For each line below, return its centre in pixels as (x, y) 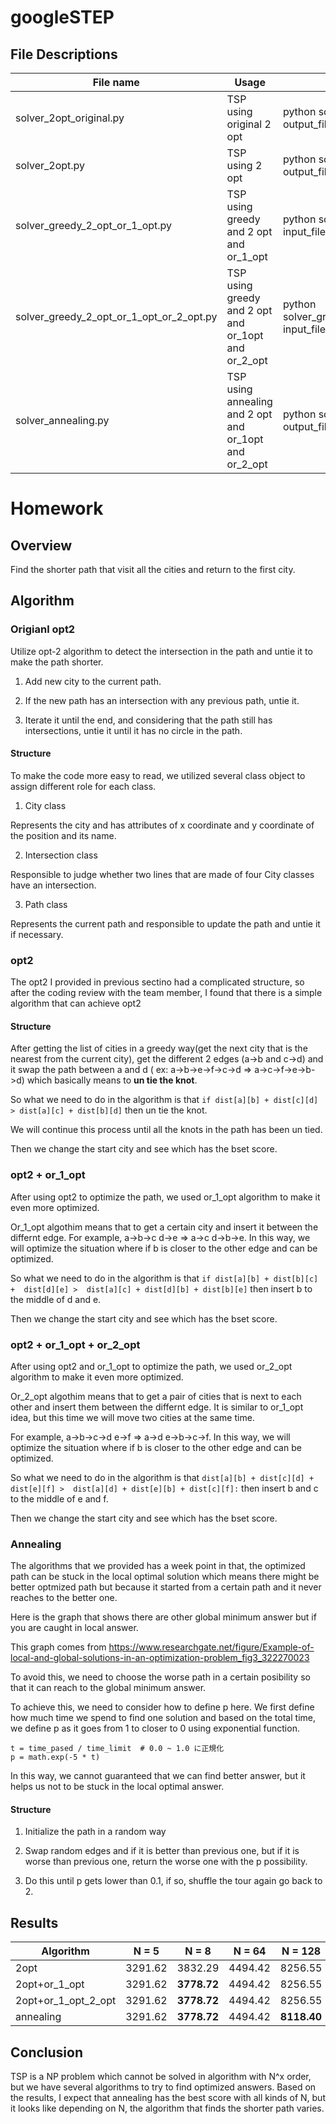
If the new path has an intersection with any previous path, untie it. (162, 700)
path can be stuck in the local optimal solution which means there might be (165, 1577)
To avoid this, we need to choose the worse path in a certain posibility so (160, 1677)
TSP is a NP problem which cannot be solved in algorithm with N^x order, (161, 2077)
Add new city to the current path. (93, 681)
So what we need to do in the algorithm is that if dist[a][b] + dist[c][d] (164, 1100)
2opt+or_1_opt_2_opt (66, 2001)
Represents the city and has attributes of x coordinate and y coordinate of (162, 825)
